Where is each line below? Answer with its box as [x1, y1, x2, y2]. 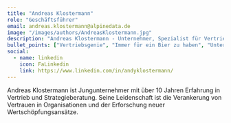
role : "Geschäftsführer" [7, 16, 78, 23]
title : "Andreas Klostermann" [7, 10, 94, 17]
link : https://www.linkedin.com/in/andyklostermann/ [19, 67, 174, 74]
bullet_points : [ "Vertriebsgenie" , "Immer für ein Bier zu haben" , [7, 42, 205, 49]
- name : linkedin [13, 55, 63, 61]
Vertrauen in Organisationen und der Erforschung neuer [7, 100, 165, 109]
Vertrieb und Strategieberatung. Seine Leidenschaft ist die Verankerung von [7, 93, 222, 101]
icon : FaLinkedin [19, 61, 69, 68]
